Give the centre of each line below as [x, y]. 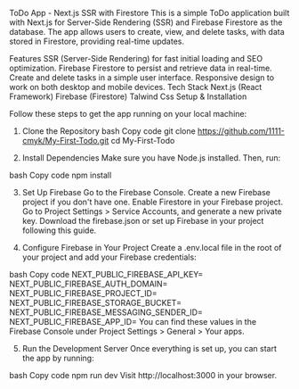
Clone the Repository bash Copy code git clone [109, 131]
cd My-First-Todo [143, 141]
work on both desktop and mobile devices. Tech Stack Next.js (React [136, 87]
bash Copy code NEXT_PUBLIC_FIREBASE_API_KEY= [106, 274]
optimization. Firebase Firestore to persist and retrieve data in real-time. [141, 68]
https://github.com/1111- [241, 131]
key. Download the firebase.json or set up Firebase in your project [143, 221]
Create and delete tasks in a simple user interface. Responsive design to [141, 78]
